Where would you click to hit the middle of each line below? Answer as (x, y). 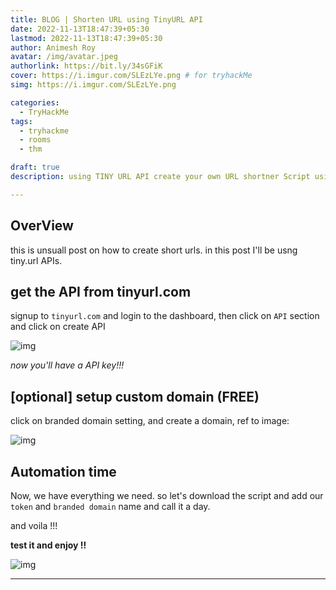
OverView (42, 226)
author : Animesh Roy (53, 47)
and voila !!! (34, 525)
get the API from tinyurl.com (101, 291)
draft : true (35, 167)
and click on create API (58, 327)
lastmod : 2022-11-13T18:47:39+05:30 (86, 38)
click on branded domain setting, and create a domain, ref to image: (150, 421)
